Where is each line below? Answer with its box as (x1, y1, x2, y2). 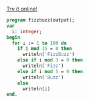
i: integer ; (12, 28, 43, 34)
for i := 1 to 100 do (12, 40, 67, 46)
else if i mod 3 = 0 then (17, 57, 84, 63)
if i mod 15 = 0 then (17, 45, 72, 52)
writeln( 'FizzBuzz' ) (22, 52, 75, 58)
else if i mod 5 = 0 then (17, 68, 84, 74)
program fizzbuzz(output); (6, 17, 75, 23)
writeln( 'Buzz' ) (22, 74, 64, 80)
